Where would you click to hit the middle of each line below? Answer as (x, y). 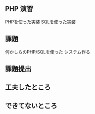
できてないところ (31, 106)
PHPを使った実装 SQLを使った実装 (40, 22)
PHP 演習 (19, 9)
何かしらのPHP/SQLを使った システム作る (48, 52)
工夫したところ (28, 87)
